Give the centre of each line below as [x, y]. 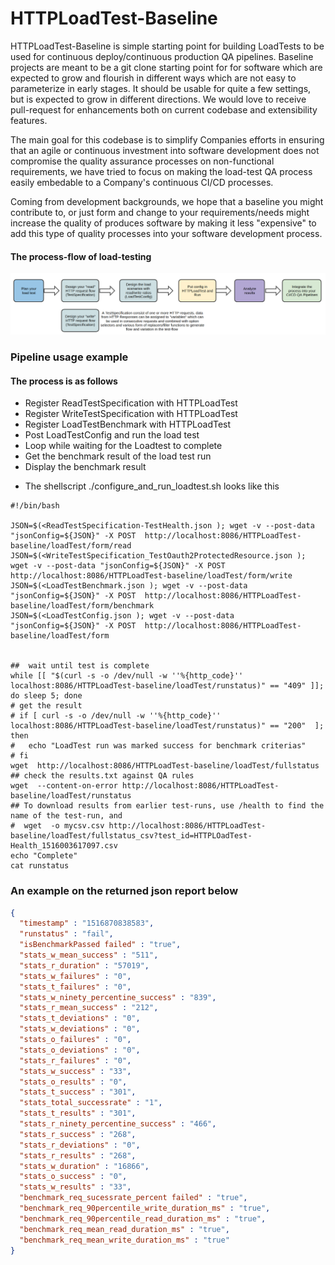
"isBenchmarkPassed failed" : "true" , [100, 945]
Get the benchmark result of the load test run [118, 456]
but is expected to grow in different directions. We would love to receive [158, 99]
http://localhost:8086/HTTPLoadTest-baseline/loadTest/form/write [151, 576]
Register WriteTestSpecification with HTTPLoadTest [131, 414]
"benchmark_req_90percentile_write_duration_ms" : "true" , [145, 1208]
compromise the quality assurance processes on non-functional [142, 161]
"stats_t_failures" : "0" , [75, 987]
